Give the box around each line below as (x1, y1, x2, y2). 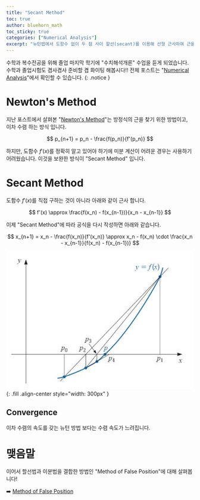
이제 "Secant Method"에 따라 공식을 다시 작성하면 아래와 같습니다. (6, 221, 161, 228)
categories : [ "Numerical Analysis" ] (6, 35, 97, 41)
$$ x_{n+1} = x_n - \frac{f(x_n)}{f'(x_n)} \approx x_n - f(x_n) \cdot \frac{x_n (7, 233, 193, 240)
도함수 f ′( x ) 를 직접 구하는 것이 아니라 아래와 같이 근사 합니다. (6, 197, 146, 204)
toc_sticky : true (6, 29, 49, 35)
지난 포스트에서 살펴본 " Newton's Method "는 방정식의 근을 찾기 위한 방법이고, (6, 115, 188, 122)
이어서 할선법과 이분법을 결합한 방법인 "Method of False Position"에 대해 (6, 468, 177, 475)
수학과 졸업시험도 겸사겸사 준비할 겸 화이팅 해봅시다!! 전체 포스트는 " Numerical (6, 66, 189, 73)
